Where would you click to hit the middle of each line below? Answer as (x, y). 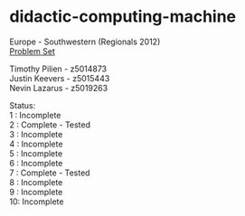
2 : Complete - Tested (50, 125)
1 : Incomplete (35, 115)
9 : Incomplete (36, 192)
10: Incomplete (37, 202)
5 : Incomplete (36, 153)
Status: (23, 105)
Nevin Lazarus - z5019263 (59, 88)
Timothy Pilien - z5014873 (58, 69)
